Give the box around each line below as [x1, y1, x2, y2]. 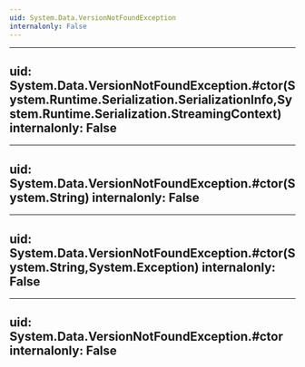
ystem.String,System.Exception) [9, 259, 200, 275]
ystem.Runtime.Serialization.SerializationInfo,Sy [9, 92, 293, 107]
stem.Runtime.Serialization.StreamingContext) [9, 106, 282, 121]
